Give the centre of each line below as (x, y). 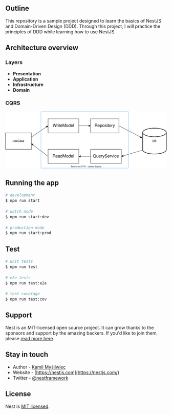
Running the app (32, 183)
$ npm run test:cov (26, 299)
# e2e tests (18, 278)
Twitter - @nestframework (40, 378)
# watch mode (19, 211)
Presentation (27, 73)
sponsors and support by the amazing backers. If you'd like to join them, (81, 333)
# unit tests (19, 262)
